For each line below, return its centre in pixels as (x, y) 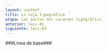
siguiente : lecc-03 (26, 29)
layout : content (22, 10)
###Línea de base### (29, 43)
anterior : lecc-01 (25, 24)
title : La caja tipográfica (35, 15)
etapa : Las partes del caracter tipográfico (53, 19)
